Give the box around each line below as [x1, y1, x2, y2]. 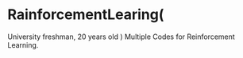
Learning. [7, 40, 39, 49]
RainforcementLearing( [7, 6, 164, 24]
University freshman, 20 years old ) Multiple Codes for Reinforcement [7, 32, 235, 41]
